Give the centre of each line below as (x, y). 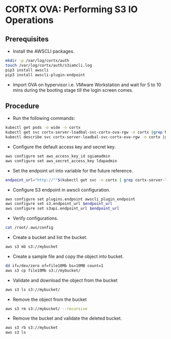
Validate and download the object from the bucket (65, 280)
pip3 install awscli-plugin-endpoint (45, 75)
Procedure (22, 106)
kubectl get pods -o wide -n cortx (43, 128)
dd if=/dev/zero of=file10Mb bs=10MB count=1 (54, 266)
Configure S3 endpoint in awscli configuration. (61, 190)
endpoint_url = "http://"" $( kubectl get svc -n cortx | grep (69, 180)
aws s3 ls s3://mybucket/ (33, 290)
